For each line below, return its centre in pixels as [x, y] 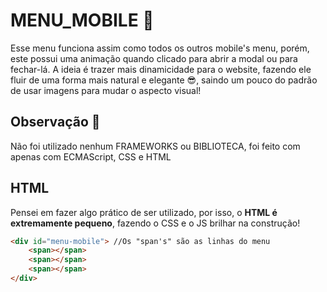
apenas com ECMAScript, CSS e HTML [91, 156]
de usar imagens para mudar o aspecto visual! [106, 90]
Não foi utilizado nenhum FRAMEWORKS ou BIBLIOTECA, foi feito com [155, 146]
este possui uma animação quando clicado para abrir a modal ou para [154, 58]
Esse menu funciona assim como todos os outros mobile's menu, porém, [160, 48]
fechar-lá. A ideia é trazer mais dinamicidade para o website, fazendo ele [161, 69]
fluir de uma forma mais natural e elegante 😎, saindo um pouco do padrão [164, 80]
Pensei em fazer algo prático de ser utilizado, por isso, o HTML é [144, 212]
